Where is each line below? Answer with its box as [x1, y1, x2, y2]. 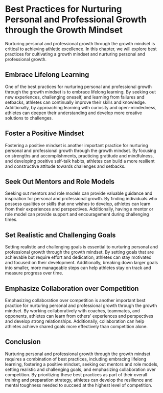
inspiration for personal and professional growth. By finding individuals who [5, 196, 158, 202]
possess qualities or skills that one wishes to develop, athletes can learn [5, 201, 151, 207]
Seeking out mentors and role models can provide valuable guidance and [5, 190, 153, 196]
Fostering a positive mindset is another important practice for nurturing [5, 142, 148, 148]
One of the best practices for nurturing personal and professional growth [5, 84, 152, 90]
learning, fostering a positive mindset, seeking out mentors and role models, [5, 361, 159, 367]
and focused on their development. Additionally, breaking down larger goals [5, 260, 158, 266]
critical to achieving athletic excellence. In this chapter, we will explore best [5, 46, 157, 52]
